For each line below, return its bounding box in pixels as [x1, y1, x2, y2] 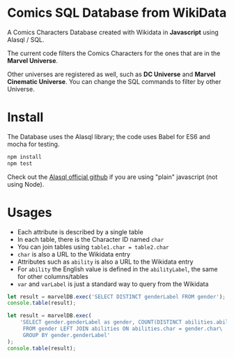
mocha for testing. [7, 140, 60, 148]
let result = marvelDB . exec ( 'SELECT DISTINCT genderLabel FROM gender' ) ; [7, 293, 226, 300]
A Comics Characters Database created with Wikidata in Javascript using [7, 28, 219, 36]
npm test [7, 159, 33, 167]
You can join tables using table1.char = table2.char [17, 243, 169, 251]
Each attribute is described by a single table [17, 227, 144, 236]
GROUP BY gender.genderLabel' [22, 331, 111, 338]
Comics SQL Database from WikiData [7, 5, 227, 21]
